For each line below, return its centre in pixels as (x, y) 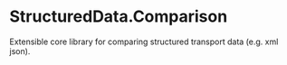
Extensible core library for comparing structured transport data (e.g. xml (144, 42)
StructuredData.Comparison (119, 17)
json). (20, 51)
